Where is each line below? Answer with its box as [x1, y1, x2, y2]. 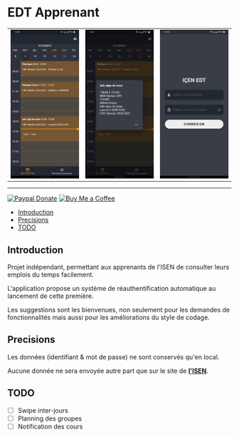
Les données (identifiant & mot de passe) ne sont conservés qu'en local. [7, 352, 220, 361]
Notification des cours [17, 422, 83, 431]
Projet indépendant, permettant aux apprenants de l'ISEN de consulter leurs [7, 263, 230, 272]
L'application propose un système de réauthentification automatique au [7, 284, 216, 293]
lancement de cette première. [7, 292, 94, 300]
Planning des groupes [17, 414, 83, 423]
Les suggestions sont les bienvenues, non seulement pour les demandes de [7, 306, 230, 314]
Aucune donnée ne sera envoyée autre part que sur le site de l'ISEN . [7, 366, 208, 375]
